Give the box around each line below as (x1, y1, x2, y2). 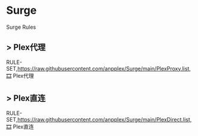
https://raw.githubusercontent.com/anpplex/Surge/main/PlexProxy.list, (17, 65, 191, 72)
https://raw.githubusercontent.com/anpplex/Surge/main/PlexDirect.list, (17, 116, 192, 123)
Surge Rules (6, 23, 36, 31)
